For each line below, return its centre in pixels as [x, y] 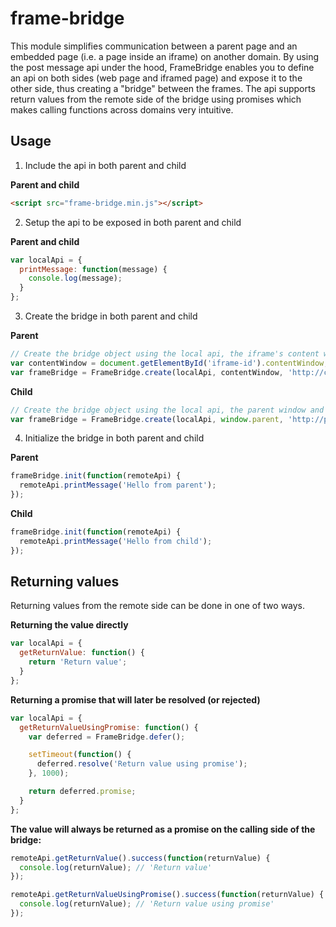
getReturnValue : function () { [82, 653]
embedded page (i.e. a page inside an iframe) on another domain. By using [165, 56]
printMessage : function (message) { [93, 269]
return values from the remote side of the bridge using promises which [156, 99]
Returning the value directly [69, 625]
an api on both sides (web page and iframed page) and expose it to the [156, 78]
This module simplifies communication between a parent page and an [154, 46]
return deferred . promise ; [82, 792]
